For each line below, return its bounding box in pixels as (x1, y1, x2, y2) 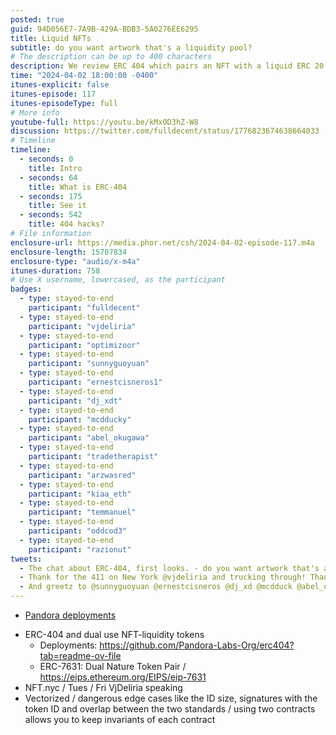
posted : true (10, 14, 65, 25)
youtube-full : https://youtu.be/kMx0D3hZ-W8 (10, 117, 199, 127)
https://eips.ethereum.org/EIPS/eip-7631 (39, 671, 207, 683)
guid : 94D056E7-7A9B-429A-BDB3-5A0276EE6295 (10, 24, 199, 34)
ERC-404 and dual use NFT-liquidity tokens (24, 629, 205, 640)
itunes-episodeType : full (10, 98, 118, 108)
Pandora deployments (24, 609, 117, 621)
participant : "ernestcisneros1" (28, 377, 163, 387)
